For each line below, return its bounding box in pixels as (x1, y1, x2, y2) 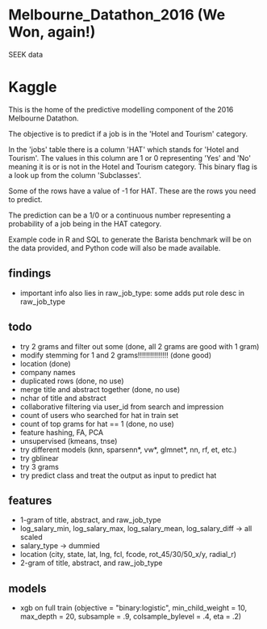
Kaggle (8, 78, 58, 96)
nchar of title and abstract (19, 393, 106, 403)
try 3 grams (19, 462, 59, 471)
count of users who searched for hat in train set (19, 410, 179, 420)
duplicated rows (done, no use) (19, 376, 124, 386)
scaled (19, 532, 43, 542)
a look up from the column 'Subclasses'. (8, 170, 142, 179)
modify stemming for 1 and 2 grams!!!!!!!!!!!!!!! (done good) (19, 350, 212, 360)
